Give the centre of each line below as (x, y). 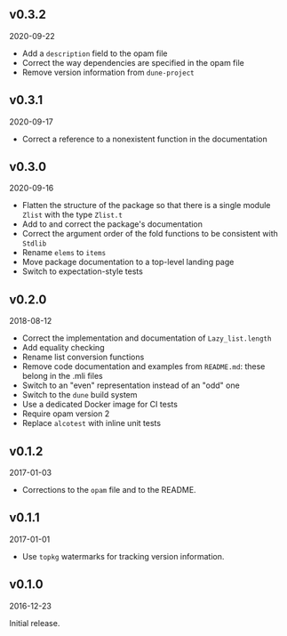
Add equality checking (63, 348)
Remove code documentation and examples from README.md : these (143, 366)
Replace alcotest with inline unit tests (92, 423)
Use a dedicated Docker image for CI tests (100, 405)
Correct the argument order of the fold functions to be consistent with (150, 234)
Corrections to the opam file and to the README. (109, 490)
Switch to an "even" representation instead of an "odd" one (131, 385)
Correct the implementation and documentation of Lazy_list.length (147, 338)
